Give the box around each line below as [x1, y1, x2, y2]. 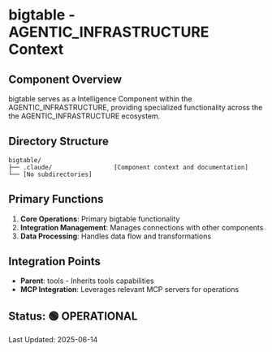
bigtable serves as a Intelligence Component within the [8, 94, 192, 103]
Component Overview [8, 72, 123, 86]
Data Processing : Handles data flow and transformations [19, 231, 212, 241]
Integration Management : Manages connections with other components [19, 222, 264, 232]
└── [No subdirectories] [8, 170, 93, 178]
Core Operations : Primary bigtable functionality [19, 213, 180, 224]
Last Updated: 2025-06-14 [8, 335, 98, 345]
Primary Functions [8, 192, 104, 206]
